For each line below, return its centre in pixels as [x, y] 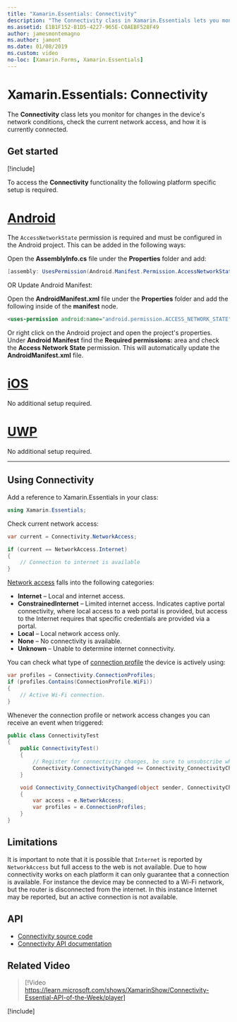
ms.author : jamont [34, 40]
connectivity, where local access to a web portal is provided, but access [122, 611]
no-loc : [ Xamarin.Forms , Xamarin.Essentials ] [75, 60]
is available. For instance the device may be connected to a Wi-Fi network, [116, 882]
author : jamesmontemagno [44, 34]
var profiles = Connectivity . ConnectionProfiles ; [82, 675]
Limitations [32, 842]
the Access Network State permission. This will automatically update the [114, 348]
